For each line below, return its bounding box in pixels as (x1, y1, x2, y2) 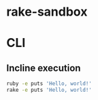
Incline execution (6, 62, 81, 73)
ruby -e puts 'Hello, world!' (6, 80, 93, 87)
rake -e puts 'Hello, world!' (6, 86, 93, 94)
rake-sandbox (6, 4, 88, 20)
